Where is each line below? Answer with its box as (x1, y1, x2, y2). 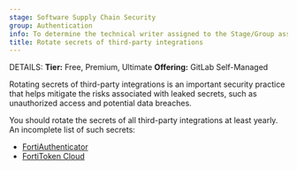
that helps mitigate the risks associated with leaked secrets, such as (9, 89, 258, 99)
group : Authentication (9, 21, 93, 30)
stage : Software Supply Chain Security (9, 12, 156, 22)
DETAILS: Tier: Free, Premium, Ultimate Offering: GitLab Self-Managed (9, 62, 269, 73)
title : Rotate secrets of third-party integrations (9, 37, 203, 47)
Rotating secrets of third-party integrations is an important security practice (9, 79, 286, 89)
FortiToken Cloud (21, 151, 86, 162)
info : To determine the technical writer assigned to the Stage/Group (9, 29, 275, 38)
